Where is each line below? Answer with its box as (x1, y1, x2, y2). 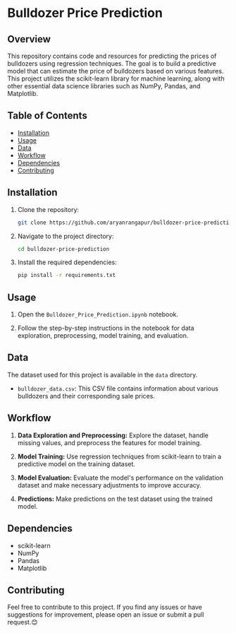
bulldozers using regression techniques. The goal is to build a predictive (7, 59, 216, 68)
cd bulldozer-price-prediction (17, 245, 110, 252)
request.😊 (7, 618, 38, 627)
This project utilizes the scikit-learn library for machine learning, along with (7, 74, 225, 83)
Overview (7, 33, 51, 45)
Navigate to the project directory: (17, 232, 114, 240)
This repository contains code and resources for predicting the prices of (7, 52, 217, 60)
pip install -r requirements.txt (17, 272, 116, 279)
